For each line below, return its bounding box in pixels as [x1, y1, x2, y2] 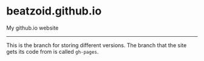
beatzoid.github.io [6, 4, 102, 18]
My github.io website [6, 24, 59, 31]
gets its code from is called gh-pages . [6, 48, 99, 55]
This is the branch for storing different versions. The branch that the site [6, 41, 187, 49]
